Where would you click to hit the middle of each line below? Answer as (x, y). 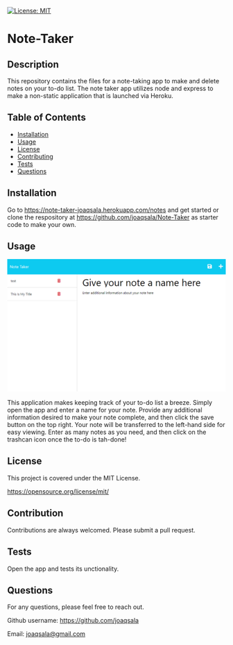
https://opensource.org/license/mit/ (58, 491)
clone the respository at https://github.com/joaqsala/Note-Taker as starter (113, 217)
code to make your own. (42, 224)
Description (33, 64)
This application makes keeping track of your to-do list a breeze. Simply (110, 403)
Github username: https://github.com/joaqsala (73, 621)
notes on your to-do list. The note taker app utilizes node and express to (110, 88)
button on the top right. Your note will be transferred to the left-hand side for (116, 425)
